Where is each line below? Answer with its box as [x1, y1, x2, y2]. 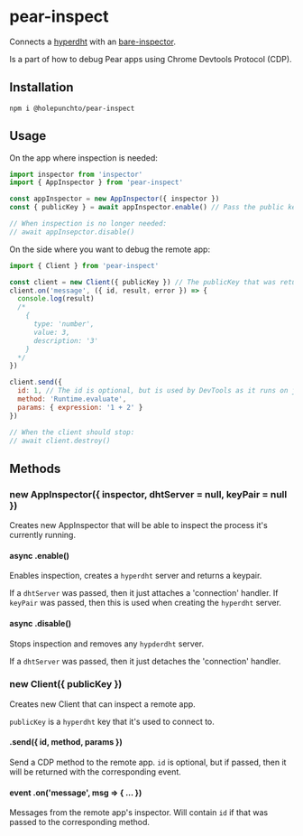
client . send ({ [9, 377, 63, 387]
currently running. [9, 530, 77, 541]
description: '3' [32, 336, 99, 345]
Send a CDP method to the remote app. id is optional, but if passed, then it [9, 757, 287, 768]
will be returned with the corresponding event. [9, 766, 182, 777]
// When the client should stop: [9, 427, 135, 437]
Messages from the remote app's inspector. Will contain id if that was [9, 807, 269, 818]
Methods [9, 460, 61, 476]
